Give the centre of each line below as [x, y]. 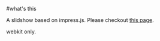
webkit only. [21, 31]
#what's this [22, 9]
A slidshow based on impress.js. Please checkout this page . [80, 20]
